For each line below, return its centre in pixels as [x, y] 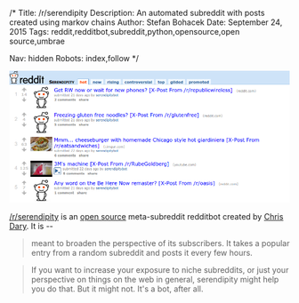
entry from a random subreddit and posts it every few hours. [142, 252]
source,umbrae [37, 41]
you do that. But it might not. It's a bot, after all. [117, 289]
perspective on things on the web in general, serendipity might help [155, 279]
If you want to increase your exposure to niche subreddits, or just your [160, 269]
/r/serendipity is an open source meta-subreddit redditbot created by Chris [146, 216]
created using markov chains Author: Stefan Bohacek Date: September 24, [146, 22]
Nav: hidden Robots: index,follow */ [74, 58]
